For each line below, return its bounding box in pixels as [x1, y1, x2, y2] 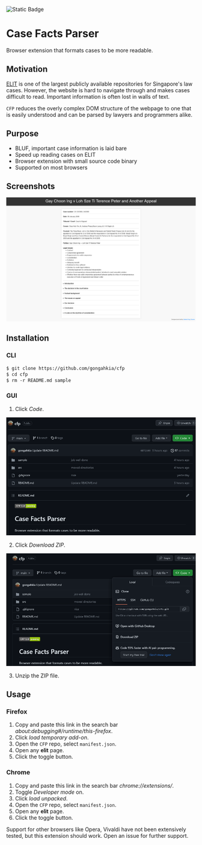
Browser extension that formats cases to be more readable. [6, 46, 153, 54]
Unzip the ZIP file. [14, 672, 60, 679]
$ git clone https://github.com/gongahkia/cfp [6, 365, 125, 372]
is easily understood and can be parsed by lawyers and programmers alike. [6, 111, 193, 118]
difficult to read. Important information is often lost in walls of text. [6, 93, 170, 100]
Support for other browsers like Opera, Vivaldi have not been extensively [6, 826, 186, 833]
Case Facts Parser [6, 27, 99, 40]
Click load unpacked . [14, 794, 68, 802]
